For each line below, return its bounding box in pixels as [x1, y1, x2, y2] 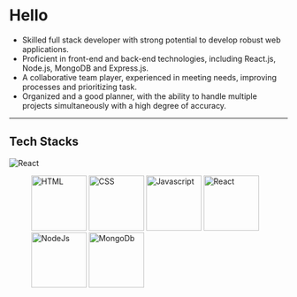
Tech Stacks [9, 134, 80, 149]
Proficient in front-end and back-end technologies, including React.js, [21, 53, 277, 64]
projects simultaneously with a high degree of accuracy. [21, 100, 227, 110]
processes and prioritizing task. [21, 81, 137, 92]
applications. [21, 43, 69, 54]
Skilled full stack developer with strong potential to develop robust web [21, 34, 281, 45]
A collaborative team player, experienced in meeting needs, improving [21, 72, 277, 82]
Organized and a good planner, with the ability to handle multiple [21, 90, 258, 102]
